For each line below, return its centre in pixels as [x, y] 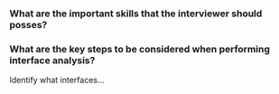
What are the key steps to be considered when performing [140, 49]
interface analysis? [52, 60]
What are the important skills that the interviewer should [136, 14]
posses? [28, 24]
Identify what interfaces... [57, 80]
